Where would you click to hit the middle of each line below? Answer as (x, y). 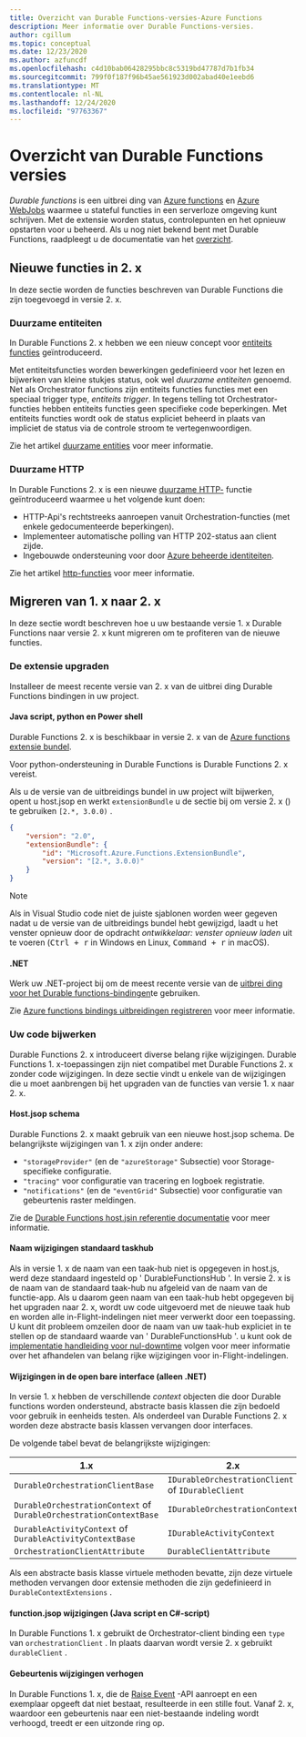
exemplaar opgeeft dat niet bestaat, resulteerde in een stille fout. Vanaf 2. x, (152, 1703)
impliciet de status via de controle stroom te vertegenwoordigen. (131, 428)
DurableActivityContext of (71, 1529)
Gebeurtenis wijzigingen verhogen (76, 1673)
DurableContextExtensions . (61, 1592)
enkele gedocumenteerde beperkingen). (98, 526)
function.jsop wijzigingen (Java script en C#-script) (110, 1613)
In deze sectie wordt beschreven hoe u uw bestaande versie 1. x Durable (146, 624)
